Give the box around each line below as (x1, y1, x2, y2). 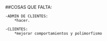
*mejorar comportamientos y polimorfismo (14, 31, 102, 36)
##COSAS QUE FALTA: (5, 4, 52, 10)
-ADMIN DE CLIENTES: (5, 14, 49, 19)
